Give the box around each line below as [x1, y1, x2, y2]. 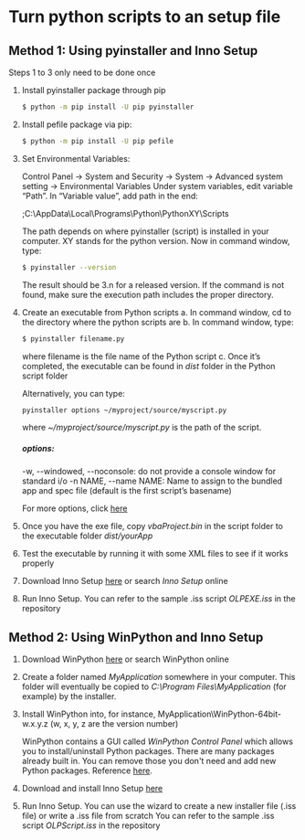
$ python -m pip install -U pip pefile [21, 136, 174, 145]
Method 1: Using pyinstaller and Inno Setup [8, 43, 258, 58]
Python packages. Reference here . [21, 765, 152, 776]
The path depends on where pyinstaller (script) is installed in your [21, 226, 270, 237]
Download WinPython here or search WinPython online [21, 654, 229, 665]
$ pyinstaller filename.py [21, 334, 125, 344]
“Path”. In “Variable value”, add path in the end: [21, 190, 198, 201]
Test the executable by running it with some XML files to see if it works [21, 548, 289, 559]
